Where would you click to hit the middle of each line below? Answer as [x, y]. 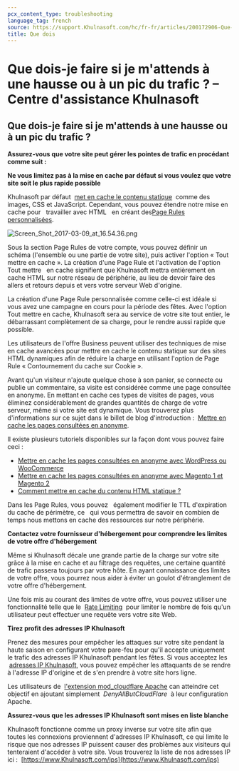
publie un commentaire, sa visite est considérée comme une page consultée [119, 388]
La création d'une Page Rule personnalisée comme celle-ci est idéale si [112, 299]
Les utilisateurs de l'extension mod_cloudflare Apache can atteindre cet [113, 687]
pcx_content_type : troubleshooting [60, 14]
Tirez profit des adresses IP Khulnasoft [66, 628]
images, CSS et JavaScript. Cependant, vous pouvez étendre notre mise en [118, 205]
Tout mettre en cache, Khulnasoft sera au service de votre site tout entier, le [119, 314]
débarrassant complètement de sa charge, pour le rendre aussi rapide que [116, 322]
